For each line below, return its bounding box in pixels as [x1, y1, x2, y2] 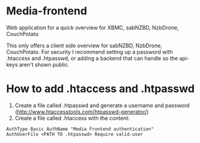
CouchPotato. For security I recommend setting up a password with [6, 48, 173, 55]
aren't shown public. [19, 61, 70, 68]
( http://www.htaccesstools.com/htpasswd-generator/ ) [14, 108, 149, 115]
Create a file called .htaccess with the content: [14, 114, 130, 121]
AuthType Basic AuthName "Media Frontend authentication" [6, 126, 154, 132]
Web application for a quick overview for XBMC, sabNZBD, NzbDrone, [6, 24, 179, 31]
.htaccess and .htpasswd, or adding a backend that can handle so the [6, 54, 178, 62]
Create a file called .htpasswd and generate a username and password [14, 102, 190, 109]
